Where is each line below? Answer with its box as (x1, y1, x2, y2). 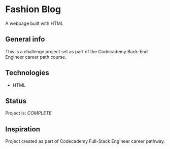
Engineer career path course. (5, 54, 66, 60)
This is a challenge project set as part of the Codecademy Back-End (5, 48, 148, 54)
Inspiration (5, 125, 41, 133)
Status (5, 96, 27, 105)
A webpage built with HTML (5, 20, 63, 26)
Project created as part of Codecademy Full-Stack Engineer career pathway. (5, 138, 165, 144)
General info (5, 35, 45, 44)
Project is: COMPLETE (5, 110, 52, 116)
